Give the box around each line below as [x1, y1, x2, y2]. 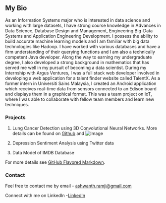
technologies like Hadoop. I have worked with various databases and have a [5, 43, 161, 49]
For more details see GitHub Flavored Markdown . [5, 159, 106, 165]
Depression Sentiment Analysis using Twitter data [12, 140, 114, 146]
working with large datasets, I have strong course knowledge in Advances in [5, 22, 161, 28]
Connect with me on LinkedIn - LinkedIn [5, 193, 86, 199]
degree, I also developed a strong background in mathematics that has [5, 59, 150, 65]
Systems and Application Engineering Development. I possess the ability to [5, 33, 158, 39]
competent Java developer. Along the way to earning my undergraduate [5, 54, 152, 60]
